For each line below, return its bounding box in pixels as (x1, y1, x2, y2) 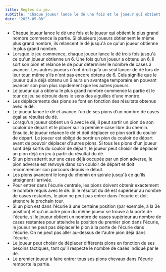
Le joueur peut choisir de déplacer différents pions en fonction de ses (12, 240, 155, 246)
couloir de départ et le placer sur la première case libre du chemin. (12, 125, 149, 131)
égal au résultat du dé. (12, 114, 58, 120)
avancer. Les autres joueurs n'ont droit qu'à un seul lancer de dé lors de (12, 67, 160, 73)
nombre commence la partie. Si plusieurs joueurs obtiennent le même (12, 35, 155, 41)
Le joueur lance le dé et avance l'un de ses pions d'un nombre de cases (12, 109, 160, 115)
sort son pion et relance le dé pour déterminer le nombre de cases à (12, 61, 152, 67)
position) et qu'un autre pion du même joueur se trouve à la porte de (12, 209, 152, 215)
